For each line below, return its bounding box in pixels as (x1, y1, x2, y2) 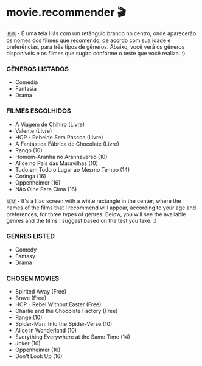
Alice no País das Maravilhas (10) (15, 160, 99, 167)
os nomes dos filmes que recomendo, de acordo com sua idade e (6, 37, 171, 44)
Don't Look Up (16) (15, 353, 63, 360)
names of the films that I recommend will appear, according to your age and (6, 204, 197, 211)
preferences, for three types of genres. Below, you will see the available (6, 210, 186, 217)
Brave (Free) (15, 294, 47, 302)
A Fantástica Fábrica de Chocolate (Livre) (15, 140, 120, 147)
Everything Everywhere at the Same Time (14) (15, 333, 131, 340)
